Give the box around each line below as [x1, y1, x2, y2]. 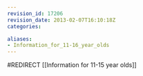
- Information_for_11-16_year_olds [7, 42, 110, 49]
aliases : [7, 35, 32, 42]
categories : [7, 23, 41, 30]
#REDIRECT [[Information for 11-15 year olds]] [7, 61, 137, 69]
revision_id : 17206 [7, 10, 64, 17]
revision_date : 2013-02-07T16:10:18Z [7, 17, 116, 23]
